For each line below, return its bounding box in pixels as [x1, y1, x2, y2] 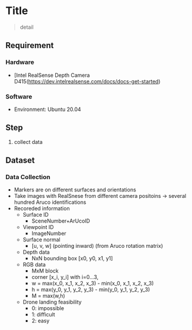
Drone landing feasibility [22, 298, 82, 306]
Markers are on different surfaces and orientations [14, 186, 136, 193]
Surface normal [22, 236, 60, 243]
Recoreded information [14, 205, 70, 212]
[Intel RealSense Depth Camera [14, 72, 90, 79]
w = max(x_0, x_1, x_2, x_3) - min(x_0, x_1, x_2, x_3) [31, 280, 154, 287]
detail [19, 23, 33, 31]
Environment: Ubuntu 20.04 [14, 106, 82, 113]
